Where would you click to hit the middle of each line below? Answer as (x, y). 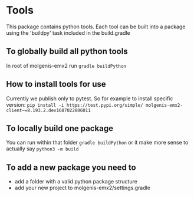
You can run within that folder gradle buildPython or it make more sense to (97, 143)
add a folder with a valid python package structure (76, 182)
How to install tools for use (56, 84)
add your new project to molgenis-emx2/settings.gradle (82, 188)
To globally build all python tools (67, 52)
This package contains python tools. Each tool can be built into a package (96, 27)
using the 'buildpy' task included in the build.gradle (68, 32)
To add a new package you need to (71, 167)
